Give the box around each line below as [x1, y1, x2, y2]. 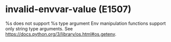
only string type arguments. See [5, 25, 73, 31]
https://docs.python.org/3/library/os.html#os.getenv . [5, 31, 117, 37]
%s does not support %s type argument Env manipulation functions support [5, 20, 166, 26]
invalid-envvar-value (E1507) [5, 4, 132, 15]
